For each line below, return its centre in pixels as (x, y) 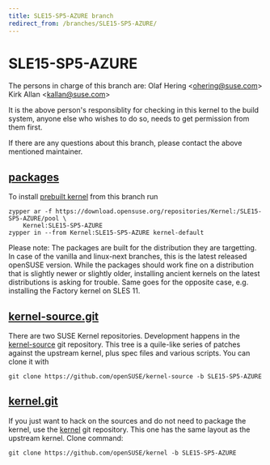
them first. (25, 127)
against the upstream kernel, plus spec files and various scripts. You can (129, 353)
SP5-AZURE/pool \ (38, 219)
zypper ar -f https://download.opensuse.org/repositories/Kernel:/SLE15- (135, 211)
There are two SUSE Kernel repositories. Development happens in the (124, 336)
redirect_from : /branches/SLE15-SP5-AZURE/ (83, 23)
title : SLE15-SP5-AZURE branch (61, 16)
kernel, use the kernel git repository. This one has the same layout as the (129, 429)
